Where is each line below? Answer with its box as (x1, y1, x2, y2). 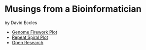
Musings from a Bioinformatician (4, 3, 142, 15)
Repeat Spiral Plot (11, 34, 48, 40)
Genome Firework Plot (11, 29, 58, 35)
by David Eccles (4, 20, 37, 25)
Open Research (11, 39, 44, 45)
